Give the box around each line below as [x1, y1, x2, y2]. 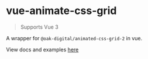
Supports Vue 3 [20, 23, 58, 30]
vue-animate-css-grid [6, 4, 117, 18]
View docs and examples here [6, 46, 79, 53]
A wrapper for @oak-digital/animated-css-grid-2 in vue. [6, 34, 143, 41]
